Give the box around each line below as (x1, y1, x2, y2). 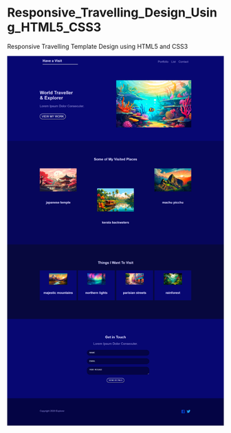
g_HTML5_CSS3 (7, 19, 102, 35)
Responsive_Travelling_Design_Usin (7, 5, 218, 21)
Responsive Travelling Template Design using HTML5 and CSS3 (7, 42, 188, 50)
